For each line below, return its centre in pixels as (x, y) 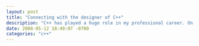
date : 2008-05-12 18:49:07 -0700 (48, 28)
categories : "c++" (29, 34)
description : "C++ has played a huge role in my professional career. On (100, 23)
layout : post (22, 12)
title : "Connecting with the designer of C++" (65, 17)
